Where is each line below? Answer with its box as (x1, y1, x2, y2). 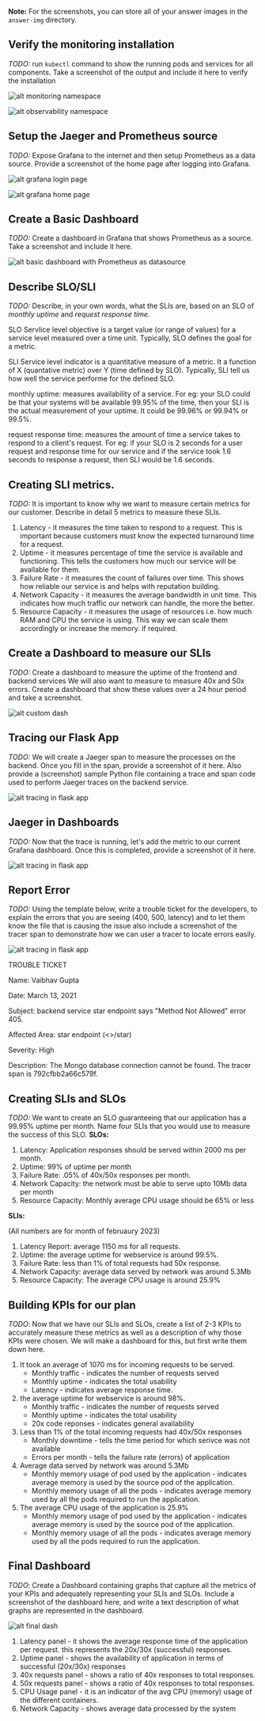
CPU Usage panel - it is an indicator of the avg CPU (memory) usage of (19, 1686, 252, 1696)
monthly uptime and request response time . (8, 310, 150, 319)
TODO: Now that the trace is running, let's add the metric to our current (8, 837, 241, 846)
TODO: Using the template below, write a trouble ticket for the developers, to (8, 904, 258, 914)
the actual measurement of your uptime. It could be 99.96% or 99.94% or (8, 406, 248, 416)
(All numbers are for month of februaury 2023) (8, 1226, 161, 1236)
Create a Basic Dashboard (8, 213, 139, 226)
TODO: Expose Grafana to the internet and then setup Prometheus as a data (8, 150, 256, 160)
